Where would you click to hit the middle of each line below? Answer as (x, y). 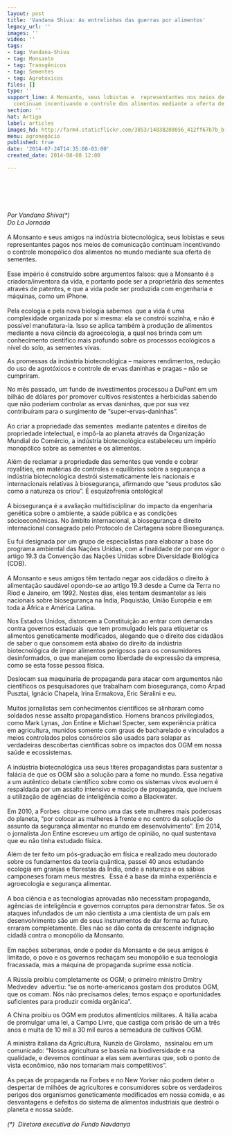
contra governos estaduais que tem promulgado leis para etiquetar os (108, 628)
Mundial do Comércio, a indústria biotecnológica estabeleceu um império (112, 440)
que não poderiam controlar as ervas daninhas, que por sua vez (98, 404)
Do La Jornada (29, 222)
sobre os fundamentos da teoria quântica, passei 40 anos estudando (106, 861)
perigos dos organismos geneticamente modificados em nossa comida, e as (116, 1094)
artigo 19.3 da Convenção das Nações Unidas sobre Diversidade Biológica (113, 556)
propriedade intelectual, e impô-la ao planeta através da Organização (106, 433)
